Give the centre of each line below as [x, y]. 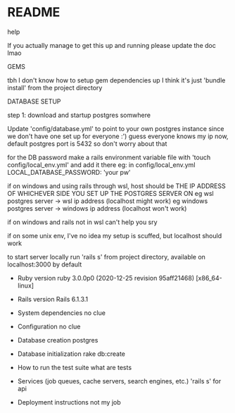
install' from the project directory [55, 87]
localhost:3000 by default [45, 264]
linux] [25, 285]
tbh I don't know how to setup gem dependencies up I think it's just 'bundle [116, 80]
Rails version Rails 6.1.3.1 [53, 299]
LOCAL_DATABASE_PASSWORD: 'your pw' [69, 172]
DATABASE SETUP [34, 101]
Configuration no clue [49, 326]
